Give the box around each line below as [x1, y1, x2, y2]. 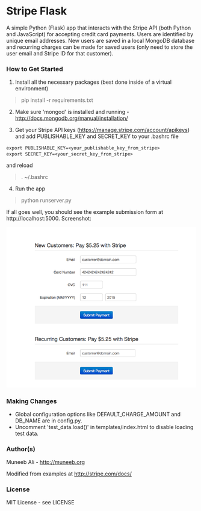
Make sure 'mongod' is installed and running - [14, 108, 129, 116]
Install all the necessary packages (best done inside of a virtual [14, 78, 172, 86]
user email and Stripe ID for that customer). [6, 49, 114, 57]
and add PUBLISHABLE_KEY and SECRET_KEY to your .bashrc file [14, 133, 179, 140]
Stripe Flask [6, 4, 67, 18]
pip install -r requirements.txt [20, 96, 93, 104]
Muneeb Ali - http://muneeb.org [6, 459, 85, 466]
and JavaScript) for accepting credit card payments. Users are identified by [6, 30, 194, 37]
